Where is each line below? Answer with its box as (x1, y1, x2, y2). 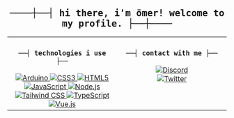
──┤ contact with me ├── (125, 49, 218, 58)
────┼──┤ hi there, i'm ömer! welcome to (9, 8, 225, 19)
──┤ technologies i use (18, 49, 107, 58)
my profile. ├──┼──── (61, 18, 173, 29)
